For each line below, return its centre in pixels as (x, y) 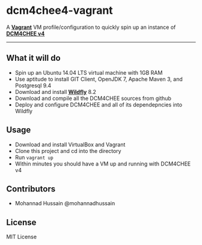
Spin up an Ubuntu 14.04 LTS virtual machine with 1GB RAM (89, 72)
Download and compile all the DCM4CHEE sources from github (93, 98)
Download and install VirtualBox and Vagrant (70, 144)
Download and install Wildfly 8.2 (55, 91)
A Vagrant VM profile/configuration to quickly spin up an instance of (91, 27)
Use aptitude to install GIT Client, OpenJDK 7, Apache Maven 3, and (99, 79)
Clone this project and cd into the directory (68, 150)
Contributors (31, 189)
